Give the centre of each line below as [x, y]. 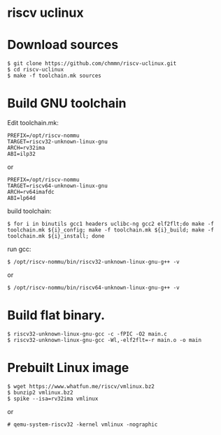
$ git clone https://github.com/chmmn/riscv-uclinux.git [92, 64]
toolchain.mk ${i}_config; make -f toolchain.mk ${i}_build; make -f [111, 230]
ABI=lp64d [22, 198]
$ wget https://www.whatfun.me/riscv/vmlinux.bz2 [81, 386]
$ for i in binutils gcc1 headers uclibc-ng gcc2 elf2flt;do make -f [111, 224]
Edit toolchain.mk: [33, 123]
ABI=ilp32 [22, 154]
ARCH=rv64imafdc [31, 192]
